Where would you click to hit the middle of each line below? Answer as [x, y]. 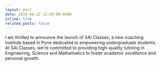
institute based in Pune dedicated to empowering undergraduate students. [81, 43]
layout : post [19, 10]
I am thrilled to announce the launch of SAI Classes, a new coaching [74, 37]
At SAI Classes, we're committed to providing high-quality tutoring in [75, 48]
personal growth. [22, 58]
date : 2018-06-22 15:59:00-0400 [38, 14]
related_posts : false [27, 23]
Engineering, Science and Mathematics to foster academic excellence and [81, 53]
